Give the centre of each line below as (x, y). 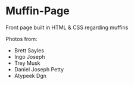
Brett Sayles (29, 50)
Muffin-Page (38, 11)
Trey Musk (27, 63)
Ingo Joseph (29, 56)
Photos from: (21, 39)
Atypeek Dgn (30, 75)
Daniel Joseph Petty (39, 69)
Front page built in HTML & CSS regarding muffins (67, 27)
